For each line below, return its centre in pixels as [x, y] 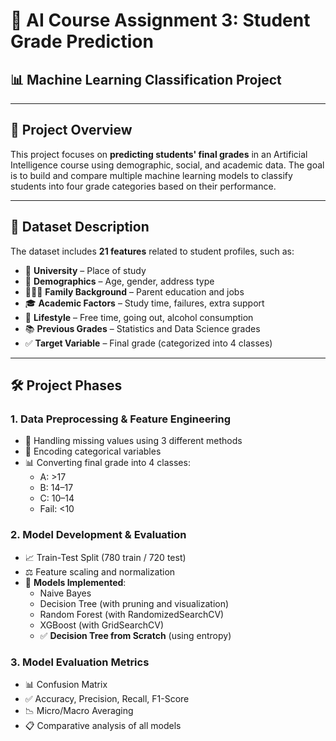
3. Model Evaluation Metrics [80, 662]
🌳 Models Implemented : [75, 582]
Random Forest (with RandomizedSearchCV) [132, 614]
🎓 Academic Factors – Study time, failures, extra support [144, 303]
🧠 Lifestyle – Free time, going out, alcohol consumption [139, 317]
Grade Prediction [82, 41]
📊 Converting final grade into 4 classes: [107, 463]
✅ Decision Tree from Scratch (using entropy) [135, 635]
